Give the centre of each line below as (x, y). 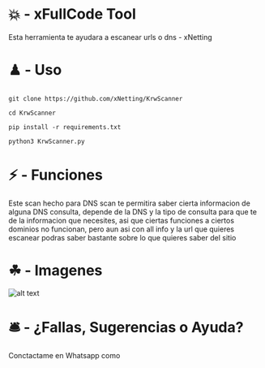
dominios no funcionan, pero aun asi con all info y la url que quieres (122, 229)
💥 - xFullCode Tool (72, 14)
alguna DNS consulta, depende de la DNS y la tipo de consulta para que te (133, 211)
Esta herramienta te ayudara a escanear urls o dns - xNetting (110, 37)
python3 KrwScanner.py (47, 141)
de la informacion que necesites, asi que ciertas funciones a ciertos (122, 220)
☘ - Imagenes (56, 271)
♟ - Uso (35, 70)
